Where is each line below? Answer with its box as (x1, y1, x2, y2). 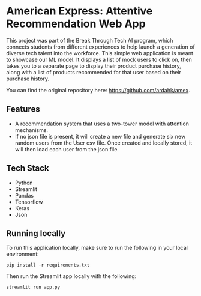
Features (6, 104, 40, 115)
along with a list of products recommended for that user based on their (6, 68, 182, 76)
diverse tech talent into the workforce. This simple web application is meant (6, 49, 194, 56)
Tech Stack (6, 163, 49, 174)
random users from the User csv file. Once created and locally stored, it (14, 139, 193, 146)
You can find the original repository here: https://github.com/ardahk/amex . (6, 86, 190, 94)
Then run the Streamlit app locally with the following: (6, 273, 137, 280)
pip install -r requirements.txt (6, 262, 90, 268)
